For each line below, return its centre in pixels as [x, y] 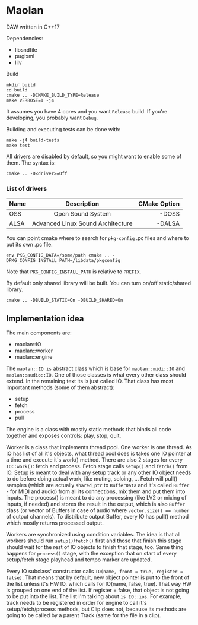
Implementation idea [45, 318]
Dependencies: [25, 38]
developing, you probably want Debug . [52, 118]
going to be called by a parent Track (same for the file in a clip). [84, 615]
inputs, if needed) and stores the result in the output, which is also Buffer [96, 504]
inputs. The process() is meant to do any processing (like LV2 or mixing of [96, 498]
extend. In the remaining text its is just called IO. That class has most [90, 381]
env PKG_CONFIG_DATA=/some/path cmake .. [58, 255]
